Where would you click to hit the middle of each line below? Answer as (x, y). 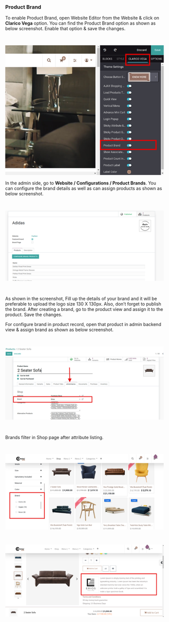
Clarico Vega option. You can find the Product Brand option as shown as (80, 23)
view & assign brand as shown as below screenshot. (60, 330)
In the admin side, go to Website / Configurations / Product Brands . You (81, 183)
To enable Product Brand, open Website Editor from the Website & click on (82, 18)
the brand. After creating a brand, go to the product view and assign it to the (84, 309)
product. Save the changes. (34, 315)
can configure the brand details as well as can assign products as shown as (84, 188)
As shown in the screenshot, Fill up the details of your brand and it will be (81, 298)
